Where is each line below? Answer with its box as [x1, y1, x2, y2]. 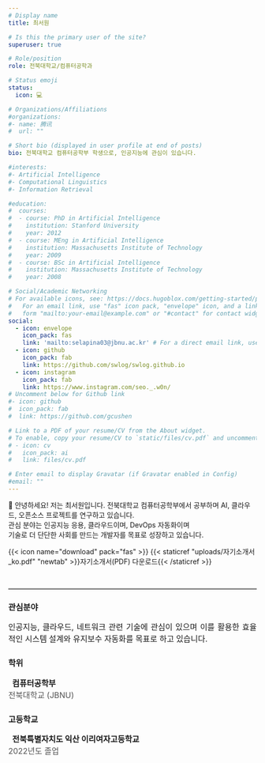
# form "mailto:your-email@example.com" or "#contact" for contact [8, 309, 242, 317]
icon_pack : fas [22, 331, 73, 340]
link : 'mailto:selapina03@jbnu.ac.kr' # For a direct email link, [22, 339, 245, 347]
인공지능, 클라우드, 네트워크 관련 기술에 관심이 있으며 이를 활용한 [8, 621, 240, 633]
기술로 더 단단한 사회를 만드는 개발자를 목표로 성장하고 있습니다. [8, 530, 204, 539]
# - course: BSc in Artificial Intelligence [8, 259, 160, 266]
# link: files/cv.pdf [8, 456, 87, 464]
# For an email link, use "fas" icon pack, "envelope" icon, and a [8, 302, 242, 310]
